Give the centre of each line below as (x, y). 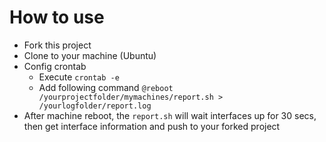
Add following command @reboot (106, 87)
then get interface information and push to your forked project (152, 126)
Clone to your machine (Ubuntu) (90, 55)
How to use (57, 17)
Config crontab (55, 66)
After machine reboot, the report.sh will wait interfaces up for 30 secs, (170, 115)
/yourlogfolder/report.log (95, 106)
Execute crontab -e (79, 77)
